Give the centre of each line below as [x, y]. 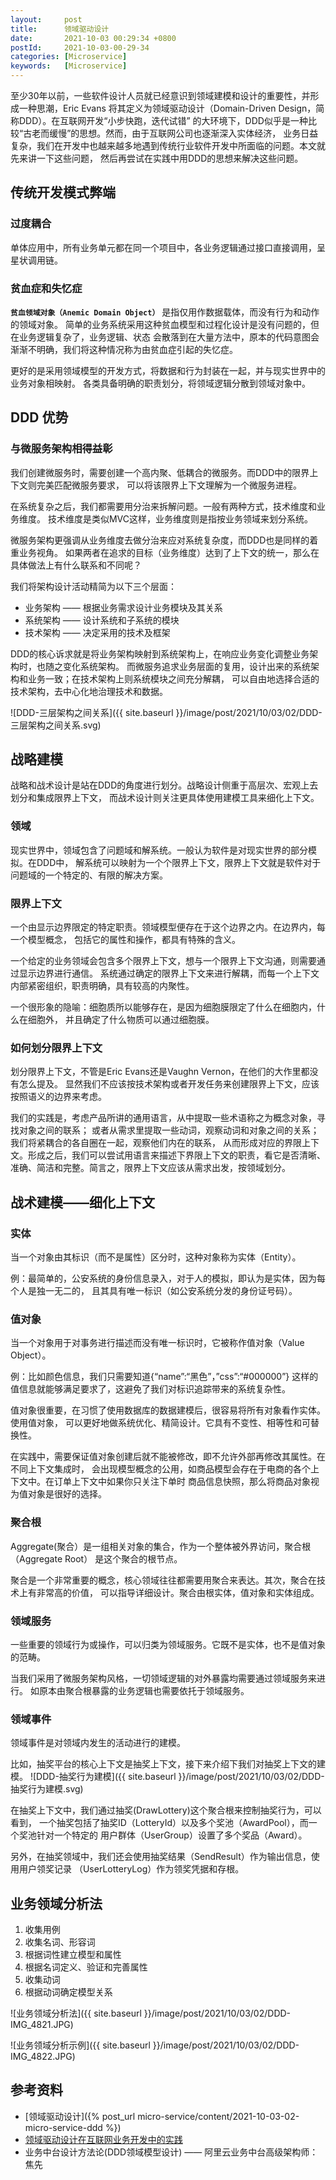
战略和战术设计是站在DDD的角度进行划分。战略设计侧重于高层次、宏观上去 [164, 785]
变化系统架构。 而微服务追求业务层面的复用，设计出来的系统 [186, 666]
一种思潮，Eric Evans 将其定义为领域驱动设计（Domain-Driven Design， [167, 108]
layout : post [46, 19]
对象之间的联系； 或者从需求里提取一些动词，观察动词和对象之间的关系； [169, 1130]
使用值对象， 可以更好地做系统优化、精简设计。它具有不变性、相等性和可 [160, 1423]
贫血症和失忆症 [46, 288]
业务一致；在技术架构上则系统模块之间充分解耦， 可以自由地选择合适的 [173, 678]
